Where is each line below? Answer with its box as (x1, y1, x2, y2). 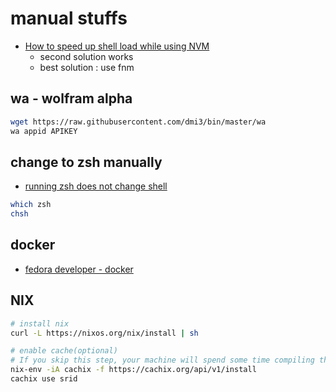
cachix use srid (10, 374, 78, 384)
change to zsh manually (10, 153, 163, 171)
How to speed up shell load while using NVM (24, 40, 210, 52)
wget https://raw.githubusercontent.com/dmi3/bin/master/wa (10, 117, 267, 127)
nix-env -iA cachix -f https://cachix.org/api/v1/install (10, 365, 257, 375)
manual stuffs (10, 7, 128, 30)
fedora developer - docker (24, 263, 134, 275)
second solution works (39, 50, 134, 62)
